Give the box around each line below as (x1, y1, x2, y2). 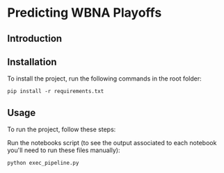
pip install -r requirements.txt (7, 88, 104, 95)
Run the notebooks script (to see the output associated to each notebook (7, 139, 217, 147)
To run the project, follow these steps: (7, 125, 116, 133)
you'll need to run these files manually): (7, 146, 120, 154)
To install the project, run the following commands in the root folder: (7, 74, 202, 83)
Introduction (7, 33, 63, 44)
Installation (7, 56, 57, 67)
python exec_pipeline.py (7, 160, 79, 167)
